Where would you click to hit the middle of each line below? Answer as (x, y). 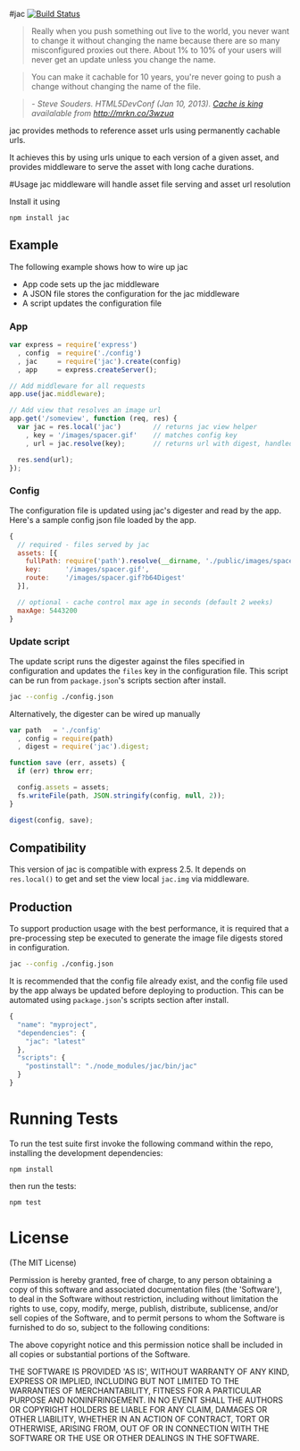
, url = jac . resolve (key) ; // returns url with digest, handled (159, 443)
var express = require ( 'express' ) (74, 345)
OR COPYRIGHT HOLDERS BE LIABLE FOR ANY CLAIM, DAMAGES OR (138, 1409)
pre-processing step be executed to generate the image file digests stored (146, 938)
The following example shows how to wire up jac (99, 266)
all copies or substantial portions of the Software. (100, 1354)
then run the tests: (43, 1185)
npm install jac (39, 218)
